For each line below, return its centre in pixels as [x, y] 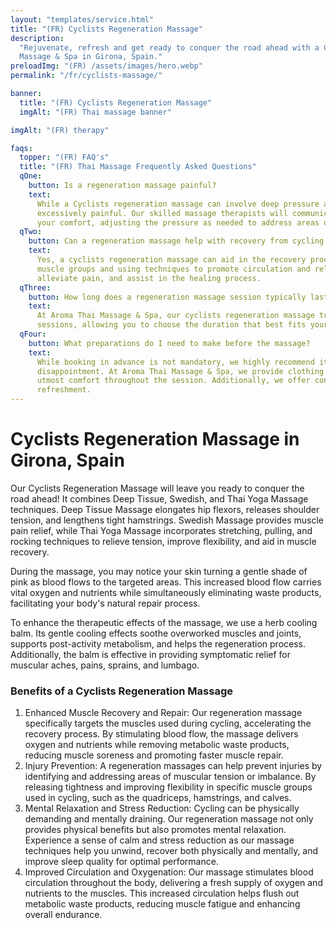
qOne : [31, 176]
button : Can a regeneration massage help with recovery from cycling [176, 241]
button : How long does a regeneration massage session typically [167, 297]
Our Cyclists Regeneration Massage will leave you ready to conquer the [157, 488]
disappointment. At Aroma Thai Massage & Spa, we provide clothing [180, 371]
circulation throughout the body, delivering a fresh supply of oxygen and [173, 883]
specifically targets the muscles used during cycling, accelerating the [168, 723]
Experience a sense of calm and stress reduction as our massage [159, 840]
